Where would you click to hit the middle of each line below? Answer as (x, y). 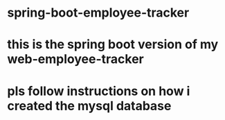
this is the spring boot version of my (113, 45)
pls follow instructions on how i (99, 91)
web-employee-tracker (75, 59)
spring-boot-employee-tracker (98, 13)
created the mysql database (89, 106)
